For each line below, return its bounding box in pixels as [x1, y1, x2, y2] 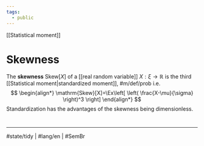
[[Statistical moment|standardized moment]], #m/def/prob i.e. [6, 80, 161, 87]
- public [12, 15, 34, 21]
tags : [6, 9, 20, 15]
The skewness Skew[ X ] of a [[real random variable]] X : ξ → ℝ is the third [6, 73, 192, 80]
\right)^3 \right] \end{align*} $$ [63, 96, 141, 103]
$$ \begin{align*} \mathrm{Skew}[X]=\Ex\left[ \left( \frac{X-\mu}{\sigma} [10, 89, 194, 97]
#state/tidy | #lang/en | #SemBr [6, 132, 86, 140]
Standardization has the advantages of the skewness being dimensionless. [6, 105, 193, 113]
